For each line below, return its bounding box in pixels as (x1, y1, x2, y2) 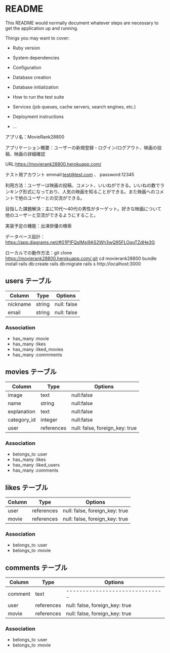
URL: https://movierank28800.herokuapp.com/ (5, 161, 102, 167)
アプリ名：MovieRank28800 (5, 134, 65, 140)
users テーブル (5, 277, 52, 285)
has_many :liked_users (12, 462, 60, 468)
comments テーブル (5, 563, 68, 572)
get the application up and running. (5, 25, 78, 31)
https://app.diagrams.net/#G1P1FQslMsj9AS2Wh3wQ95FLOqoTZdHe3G (5, 239, 155, 245)
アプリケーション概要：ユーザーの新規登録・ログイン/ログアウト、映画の (5, 144, 158, 150)
